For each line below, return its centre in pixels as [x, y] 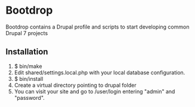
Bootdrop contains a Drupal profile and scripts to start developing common [97, 27]
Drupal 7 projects [27, 33]
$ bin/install [29, 78]
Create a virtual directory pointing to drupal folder [75, 85]
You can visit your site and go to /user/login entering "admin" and [95, 91]
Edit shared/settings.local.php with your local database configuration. [100, 73]
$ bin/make [28, 66]
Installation [27, 52]
